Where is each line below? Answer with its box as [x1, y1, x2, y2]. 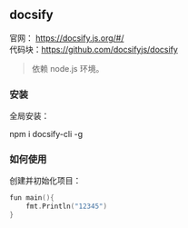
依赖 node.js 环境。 [31, 63, 104, 74]
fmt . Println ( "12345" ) [25, 202, 107, 212]
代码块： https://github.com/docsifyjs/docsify [9, 44, 179, 55]
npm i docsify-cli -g [9, 129, 84, 140]
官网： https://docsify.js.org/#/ [9, 32, 124, 44]
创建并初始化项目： [9, 175, 82, 186]
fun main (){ [9, 193, 54, 203]
